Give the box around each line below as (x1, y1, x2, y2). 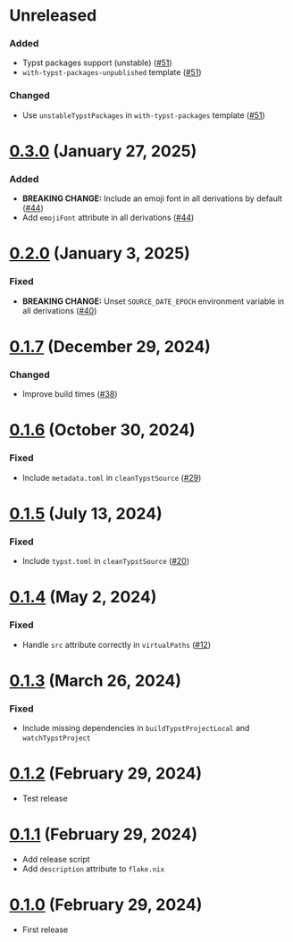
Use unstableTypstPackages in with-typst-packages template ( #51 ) (21, 109, 265, 121)
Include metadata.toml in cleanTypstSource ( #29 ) (21, 472, 202, 483)
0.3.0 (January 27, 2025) (9, 140, 197, 161)
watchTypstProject (21, 734, 91, 743)
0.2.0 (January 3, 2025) (9, 243, 190, 264)
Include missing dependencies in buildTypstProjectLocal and (21, 723, 250, 734)
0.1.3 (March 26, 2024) (9, 670, 181, 691)
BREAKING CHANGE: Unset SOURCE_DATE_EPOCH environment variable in (21, 296, 285, 307)
